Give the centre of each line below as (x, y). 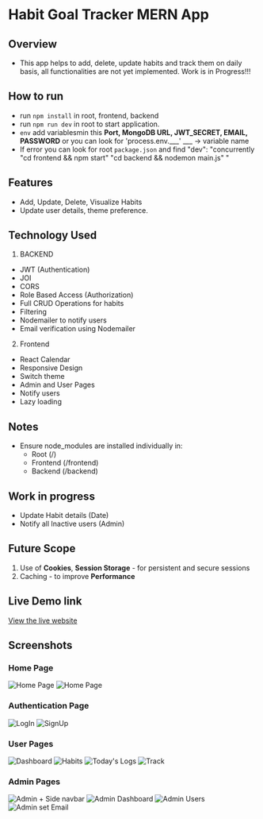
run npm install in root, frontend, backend (89, 115)
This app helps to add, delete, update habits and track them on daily (131, 63)
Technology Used (53, 236)
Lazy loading (40, 402)
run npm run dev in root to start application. (90, 124)
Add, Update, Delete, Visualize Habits (81, 202)
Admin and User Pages (57, 385)
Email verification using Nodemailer (78, 329)
